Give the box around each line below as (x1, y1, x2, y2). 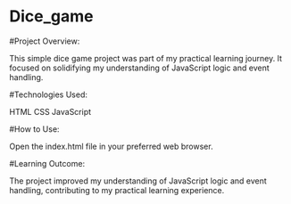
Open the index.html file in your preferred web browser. (9, 141, 213, 151)
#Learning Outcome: (9, 158, 86, 168)
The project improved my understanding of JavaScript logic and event (9, 175, 268, 186)
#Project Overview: (9, 36, 80, 46)
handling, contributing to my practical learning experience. (9, 184, 225, 195)
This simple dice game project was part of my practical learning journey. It (9, 53, 283, 63)
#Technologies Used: (9, 89, 87, 100)
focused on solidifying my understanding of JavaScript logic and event (9, 62, 270, 73)
